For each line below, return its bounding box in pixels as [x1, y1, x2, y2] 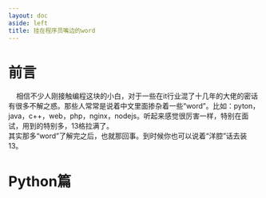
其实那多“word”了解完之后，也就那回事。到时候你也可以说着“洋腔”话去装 [8, 131, 248, 141]
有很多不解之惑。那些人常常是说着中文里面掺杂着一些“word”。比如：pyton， [8, 101, 260, 111]
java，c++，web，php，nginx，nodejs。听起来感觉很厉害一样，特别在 [8, 111, 242, 121]
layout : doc [8, 11, 48, 20]
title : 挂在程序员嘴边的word [8, 26, 96, 34]
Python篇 [8, 172, 72, 190]
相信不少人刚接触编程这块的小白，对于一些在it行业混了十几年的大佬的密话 [15, 91, 258, 101]
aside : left [8, 19, 48, 27]
